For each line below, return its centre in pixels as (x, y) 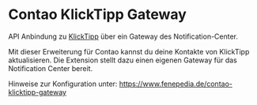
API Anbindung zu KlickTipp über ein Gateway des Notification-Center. (123, 36)
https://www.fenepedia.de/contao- (176, 84)
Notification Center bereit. (51, 68)
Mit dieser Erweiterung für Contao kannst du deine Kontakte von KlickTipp (129, 51)
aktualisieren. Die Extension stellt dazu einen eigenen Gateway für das (123, 60)
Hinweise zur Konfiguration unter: (63, 84)
